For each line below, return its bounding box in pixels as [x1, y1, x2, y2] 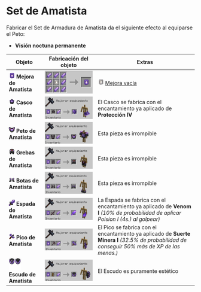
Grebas [16, 148, 35, 156]
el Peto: [6, 30, 25, 37]
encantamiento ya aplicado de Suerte [98, 230, 190, 238]
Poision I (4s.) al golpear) [98, 215, 160, 223]
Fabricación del [48, 55, 89, 62]
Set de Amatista [6, 4, 87, 18]
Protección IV [98, 111, 133, 118]
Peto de [16, 127, 36, 134]
